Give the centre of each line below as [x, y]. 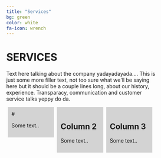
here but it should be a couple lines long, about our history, [78, 86]
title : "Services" [29, 12]
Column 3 [128, 126]
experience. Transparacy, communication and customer [74, 93]
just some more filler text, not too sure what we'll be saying [78, 80]
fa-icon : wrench [26, 28]
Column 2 [78, 126]
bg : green [18, 17]
